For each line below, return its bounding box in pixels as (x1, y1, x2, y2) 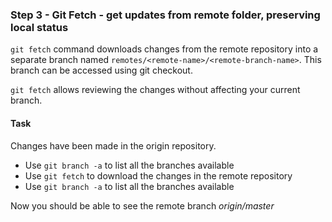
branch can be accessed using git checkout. (10, 64, 193, 77)
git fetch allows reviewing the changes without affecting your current (10, 84, 301, 96)
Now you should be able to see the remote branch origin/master (10, 199, 275, 212)
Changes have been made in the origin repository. (10, 139, 217, 152)
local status (10, 20, 69, 34)
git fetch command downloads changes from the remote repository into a (10, 43, 319, 55)
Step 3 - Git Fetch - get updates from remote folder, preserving (10, 8, 321, 22)
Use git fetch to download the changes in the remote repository (24, 169, 293, 182)
